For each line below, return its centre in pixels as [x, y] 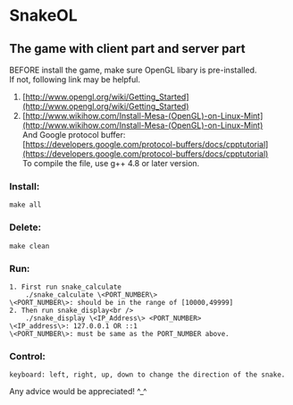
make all [25, 205]
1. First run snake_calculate [66, 287]
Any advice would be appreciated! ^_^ [78, 392]
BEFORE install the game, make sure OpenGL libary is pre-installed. [133, 70]
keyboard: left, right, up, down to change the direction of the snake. [147, 375]
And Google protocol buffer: [74, 135]
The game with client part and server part [127, 49]
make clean [29, 246]
